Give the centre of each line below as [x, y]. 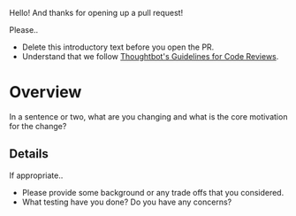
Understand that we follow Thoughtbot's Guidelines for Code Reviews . [150, 56]
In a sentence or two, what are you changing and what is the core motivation [148, 116]
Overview [46, 93]
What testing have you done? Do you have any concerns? [127, 202]
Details [29, 154]
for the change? [38, 126]
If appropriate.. [36, 175]
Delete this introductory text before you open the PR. [118, 47]
